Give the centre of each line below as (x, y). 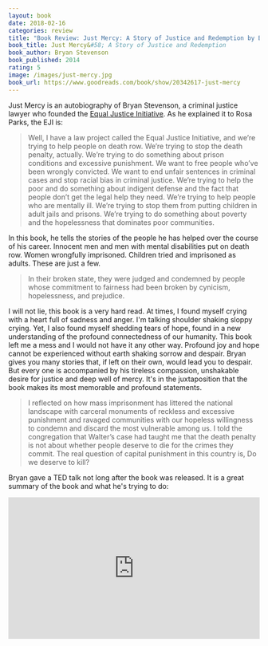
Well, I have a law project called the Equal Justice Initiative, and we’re (142, 137)
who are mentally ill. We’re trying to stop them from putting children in (142, 205)
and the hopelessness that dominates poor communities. (121, 222)
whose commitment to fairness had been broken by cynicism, (129, 287)
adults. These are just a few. (55, 263)
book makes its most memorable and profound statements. (105, 387)
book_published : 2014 (44, 61)
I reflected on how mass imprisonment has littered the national (130, 403)
